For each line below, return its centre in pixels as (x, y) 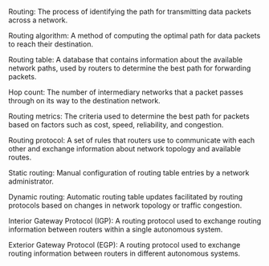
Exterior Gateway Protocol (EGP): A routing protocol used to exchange (124, 245)
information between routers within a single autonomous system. (116, 229)
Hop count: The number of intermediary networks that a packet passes (126, 92)
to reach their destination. (51, 44)
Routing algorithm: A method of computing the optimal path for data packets (134, 36)
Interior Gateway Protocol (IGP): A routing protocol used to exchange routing (135, 221)
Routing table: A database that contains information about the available (126, 60)
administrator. (31, 181)
